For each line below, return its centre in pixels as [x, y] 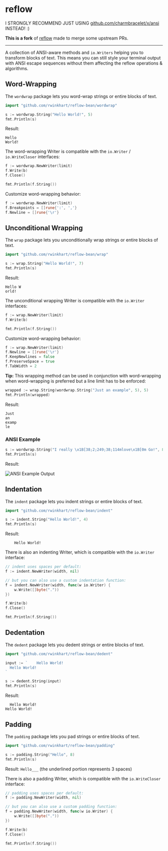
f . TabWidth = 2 [21, 366]
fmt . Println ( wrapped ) [28, 395]
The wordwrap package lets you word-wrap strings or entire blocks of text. [81, 96]
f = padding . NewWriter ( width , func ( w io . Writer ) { [59, 811]
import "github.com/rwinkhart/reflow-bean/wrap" [57, 255]
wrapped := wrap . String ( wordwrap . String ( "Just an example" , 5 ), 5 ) [77, 390]
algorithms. [17, 68]
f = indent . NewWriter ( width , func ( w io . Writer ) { [58, 585]
